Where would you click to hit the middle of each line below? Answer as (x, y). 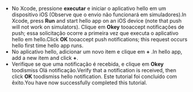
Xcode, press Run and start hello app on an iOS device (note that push (96, 21)
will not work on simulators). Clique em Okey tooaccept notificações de (98, 27)
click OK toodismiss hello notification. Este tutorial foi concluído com (94, 76)
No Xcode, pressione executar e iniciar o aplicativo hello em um (89, 8)
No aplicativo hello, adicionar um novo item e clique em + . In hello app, (97, 52)
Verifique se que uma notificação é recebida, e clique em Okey (87, 64)
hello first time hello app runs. (47, 45)
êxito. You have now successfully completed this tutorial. (79, 83)
